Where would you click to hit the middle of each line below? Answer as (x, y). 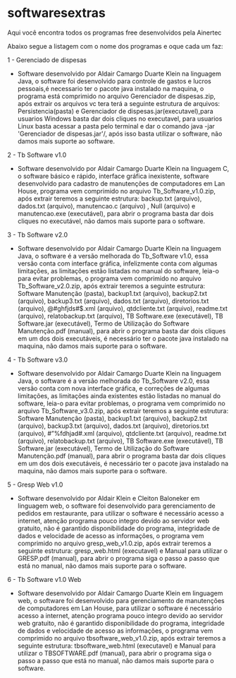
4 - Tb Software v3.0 (38, 359)
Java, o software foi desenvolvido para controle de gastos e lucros (114, 81)
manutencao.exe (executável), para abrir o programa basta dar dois (116, 213)
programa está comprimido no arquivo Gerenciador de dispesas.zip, (117, 96)
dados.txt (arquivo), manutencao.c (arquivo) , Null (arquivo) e (106, 206)
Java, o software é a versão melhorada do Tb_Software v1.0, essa (113, 256)
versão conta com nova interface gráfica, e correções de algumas (113, 388)
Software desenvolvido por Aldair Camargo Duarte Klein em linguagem (120, 593)
